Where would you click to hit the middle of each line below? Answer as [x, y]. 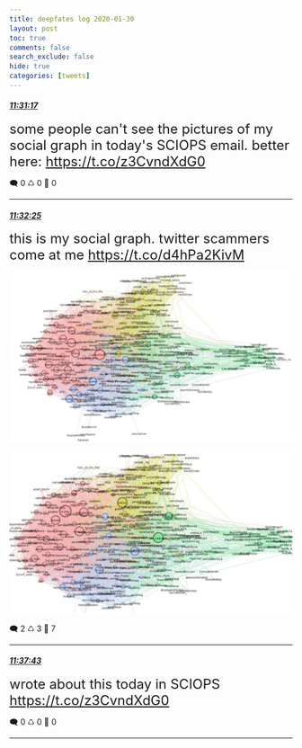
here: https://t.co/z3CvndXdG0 [107, 162]
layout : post [34, 28]
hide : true [30, 67]
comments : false [40, 48]
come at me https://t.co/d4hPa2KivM [127, 255]
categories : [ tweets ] [50, 76]
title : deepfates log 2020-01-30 [72, 19]
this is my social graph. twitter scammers [139, 239]
